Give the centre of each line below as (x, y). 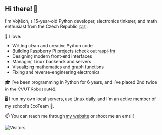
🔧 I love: (13, 36)
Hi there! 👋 (22, 9)
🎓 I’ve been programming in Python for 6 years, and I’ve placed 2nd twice (81, 82)
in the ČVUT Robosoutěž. (31, 89)
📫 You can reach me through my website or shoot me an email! (70, 116)
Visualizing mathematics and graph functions (58, 67)
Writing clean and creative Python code (52, 45)
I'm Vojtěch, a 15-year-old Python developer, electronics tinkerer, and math (81, 21)
